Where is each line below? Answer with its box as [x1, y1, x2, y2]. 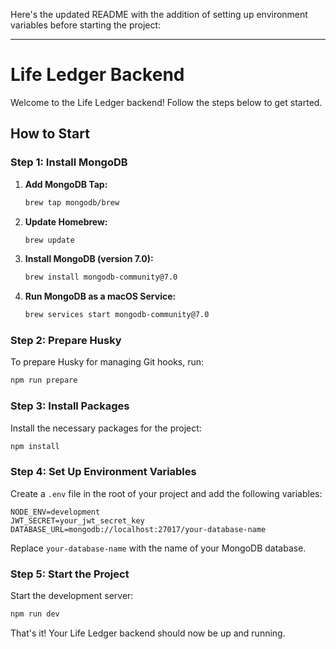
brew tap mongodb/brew [24, 197, 120, 208]
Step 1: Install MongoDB [10, 155, 128, 169]
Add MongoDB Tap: [24, 178, 108, 190]
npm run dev [10, 609, 60, 619]
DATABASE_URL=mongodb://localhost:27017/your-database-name [10, 524, 267, 534]
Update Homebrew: [24, 215, 108, 228]
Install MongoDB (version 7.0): [24, 253, 154, 265]
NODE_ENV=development [10, 507, 101, 517]
